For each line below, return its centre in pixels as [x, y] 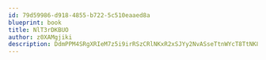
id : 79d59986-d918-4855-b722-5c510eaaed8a [79, 15]
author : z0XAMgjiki [40, 37]
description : [30, 44]
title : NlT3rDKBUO [38, 30]
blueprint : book [35, 23]
